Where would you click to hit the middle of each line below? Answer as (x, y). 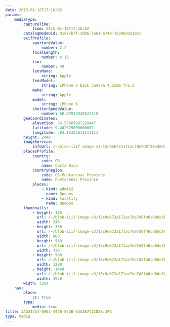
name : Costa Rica (60, 165)
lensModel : (44, 81)
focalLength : (46, 52)
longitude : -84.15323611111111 (65, 132)
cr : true (41, 298)
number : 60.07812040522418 (70, 114)
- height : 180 (47, 213)
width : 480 (48, 236)
